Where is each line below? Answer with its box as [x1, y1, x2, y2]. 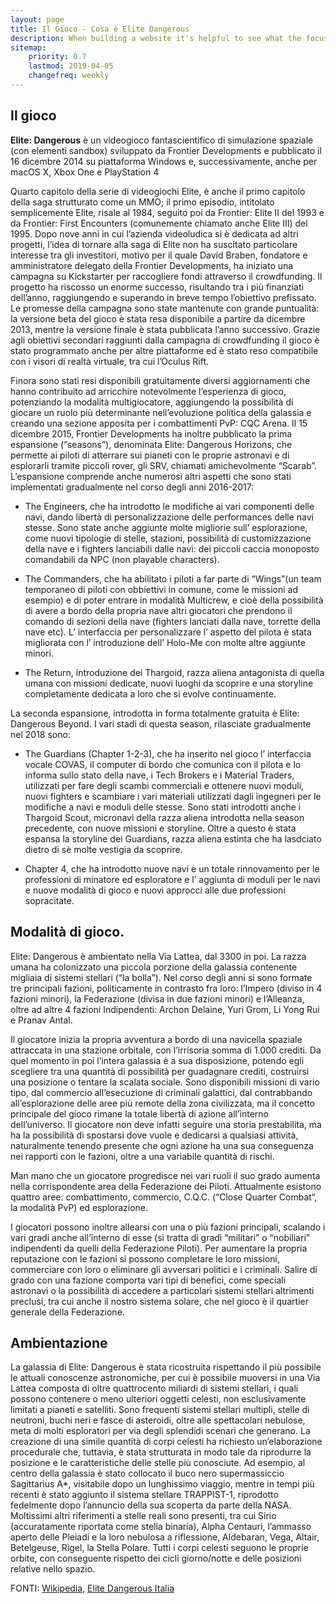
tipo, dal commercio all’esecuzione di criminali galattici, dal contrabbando [10, 1086, 313, 1098]
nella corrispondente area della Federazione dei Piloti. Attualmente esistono [10, 1180, 322, 1192]
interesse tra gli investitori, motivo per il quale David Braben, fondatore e [10, 249, 308, 261]
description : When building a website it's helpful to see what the [10, 33, 302, 43]
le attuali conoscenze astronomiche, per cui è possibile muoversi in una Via [10, 1372, 321, 1384]
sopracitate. [24, 894, 75, 906]
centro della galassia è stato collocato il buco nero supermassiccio [10, 1467, 285, 1480]
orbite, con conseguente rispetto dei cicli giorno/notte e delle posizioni [10, 1552, 302, 1565]
